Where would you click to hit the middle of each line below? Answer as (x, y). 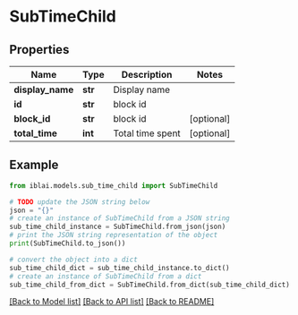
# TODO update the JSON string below (80, 202)
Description (147, 75)
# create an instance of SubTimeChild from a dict (106, 276)
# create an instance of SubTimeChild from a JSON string (119, 218)
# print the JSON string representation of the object (114, 235)
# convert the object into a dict (74, 260)
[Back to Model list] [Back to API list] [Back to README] (112, 302)
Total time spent (147, 133)
